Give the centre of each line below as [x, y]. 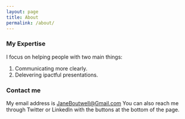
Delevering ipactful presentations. [56, 75]
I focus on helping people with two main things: [64, 57]
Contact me [24, 90]
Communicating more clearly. [51, 68]
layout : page [22, 12]
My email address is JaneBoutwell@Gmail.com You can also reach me [92, 103]
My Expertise [26, 44]
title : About [22, 17]
